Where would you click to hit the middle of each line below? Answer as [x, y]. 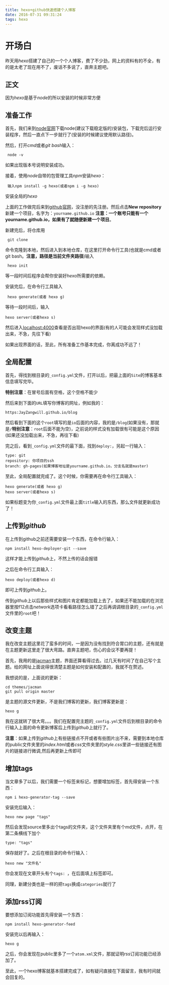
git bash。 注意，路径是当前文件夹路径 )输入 [50, 256]
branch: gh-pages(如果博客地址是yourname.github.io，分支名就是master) [77, 466]
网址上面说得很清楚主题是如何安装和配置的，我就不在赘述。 [84, 667]
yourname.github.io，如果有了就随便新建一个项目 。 [60, 219]
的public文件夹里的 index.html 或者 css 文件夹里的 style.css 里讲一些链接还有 [81, 745]
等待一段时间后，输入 [27, 307]
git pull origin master [30, 692]
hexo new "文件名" [23, 864]
